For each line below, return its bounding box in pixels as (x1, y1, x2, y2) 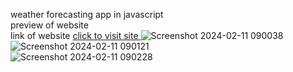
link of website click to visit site (10, 30, 139, 41)
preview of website (10, 19, 89, 31)
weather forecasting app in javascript (10, 9, 164, 20)
